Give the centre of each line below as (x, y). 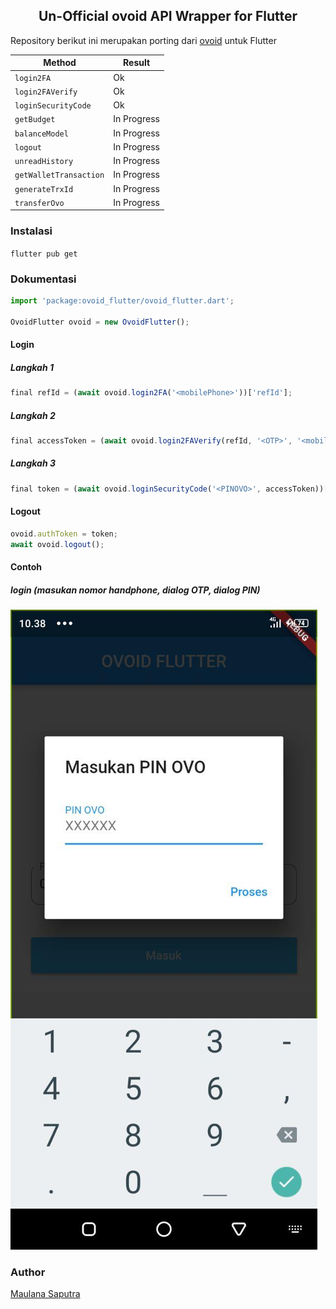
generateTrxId (44, 189)
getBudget (35, 120)
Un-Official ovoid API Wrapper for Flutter (168, 16)
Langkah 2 (33, 415)
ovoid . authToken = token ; (64, 534)
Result (137, 63)
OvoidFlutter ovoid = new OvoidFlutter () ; (100, 322)
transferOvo (39, 203)
